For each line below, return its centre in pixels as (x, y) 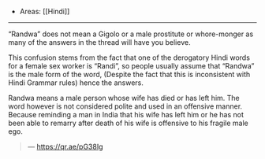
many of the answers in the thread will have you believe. (99, 42)
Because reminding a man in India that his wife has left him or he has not (126, 115)
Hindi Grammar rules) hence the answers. (76, 83)
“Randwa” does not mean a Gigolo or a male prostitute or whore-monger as (131, 34)
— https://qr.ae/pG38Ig (65, 146)
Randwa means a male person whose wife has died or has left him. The (124, 98)
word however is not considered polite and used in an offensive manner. (125, 106)
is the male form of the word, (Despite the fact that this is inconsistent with (129, 74)
